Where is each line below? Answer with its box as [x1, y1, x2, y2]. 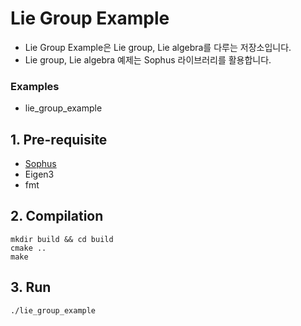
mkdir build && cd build [10, 234, 114, 244]
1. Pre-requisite [10, 131, 108, 148]
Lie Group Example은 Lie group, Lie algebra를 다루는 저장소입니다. [24, 41, 292, 53]
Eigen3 [24, 168, 55, 181]
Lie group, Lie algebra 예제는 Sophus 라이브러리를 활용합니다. [24, 53, 272, 66]
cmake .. [10, 243, 47, 253]
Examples [10, 79, 60, 93]
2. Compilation [10, 208, 104, 225]
